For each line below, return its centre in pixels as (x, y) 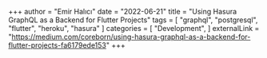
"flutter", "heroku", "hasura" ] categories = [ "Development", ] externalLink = (134, 28)
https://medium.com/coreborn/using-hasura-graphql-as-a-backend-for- (131, 37)
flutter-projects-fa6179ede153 (57, 45)
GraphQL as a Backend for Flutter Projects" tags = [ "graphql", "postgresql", (133, 20)
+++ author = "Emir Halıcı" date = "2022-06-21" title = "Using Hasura (123, 12)
